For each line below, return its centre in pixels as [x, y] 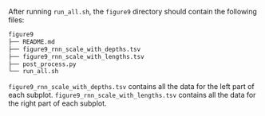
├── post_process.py [43, 64]
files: [16, 20]
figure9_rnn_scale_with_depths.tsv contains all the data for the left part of [132, 87]
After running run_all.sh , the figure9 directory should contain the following [133, 12]
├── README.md [32, 42]
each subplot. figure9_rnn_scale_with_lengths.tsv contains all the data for [132, 95]
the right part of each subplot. [57, 103]
